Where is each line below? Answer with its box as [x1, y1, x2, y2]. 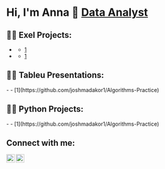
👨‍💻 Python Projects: [6, 104, 84, 115]
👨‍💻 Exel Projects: [6, 30, 72, 40]
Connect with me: [6, 138, 75, 148]
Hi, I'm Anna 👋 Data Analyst [6, 5, 148, 20]
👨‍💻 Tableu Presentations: [6, 70, 105, 81]
